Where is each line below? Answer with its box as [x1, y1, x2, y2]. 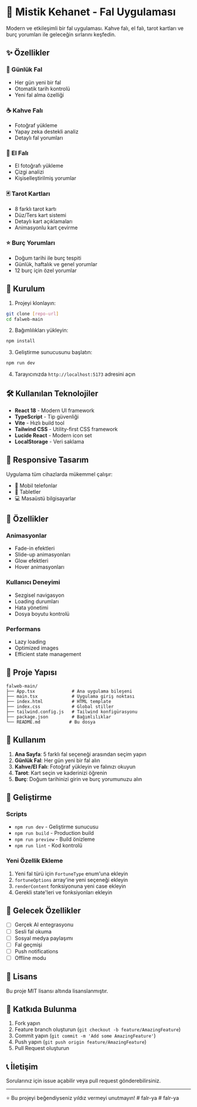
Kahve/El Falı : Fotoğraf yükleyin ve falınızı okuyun [14, 763, 136, 770]
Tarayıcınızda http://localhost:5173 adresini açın [14, 371, 136, 378]
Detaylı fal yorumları [14, 134, 63, 141]
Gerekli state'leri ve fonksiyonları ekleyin [14, 888, 113, 896]
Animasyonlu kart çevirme [14, 224, 78, 231]
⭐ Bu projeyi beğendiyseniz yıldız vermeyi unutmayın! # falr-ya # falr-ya [6, 1095, 179, 1102]
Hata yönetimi [14, 604, 49, 611]
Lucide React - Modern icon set [14, 432, 92, 439]
